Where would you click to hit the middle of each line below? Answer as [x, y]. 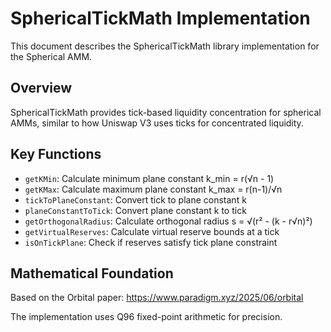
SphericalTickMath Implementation [160, 18]
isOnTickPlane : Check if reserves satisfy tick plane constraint [151, 242]
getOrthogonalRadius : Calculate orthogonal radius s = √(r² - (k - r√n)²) [168, 221]
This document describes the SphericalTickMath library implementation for [165, 46]
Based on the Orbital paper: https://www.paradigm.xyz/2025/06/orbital [157, 298]
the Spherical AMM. [51, 56]
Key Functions [56, 154]
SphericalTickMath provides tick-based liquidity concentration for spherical [166, 112]
